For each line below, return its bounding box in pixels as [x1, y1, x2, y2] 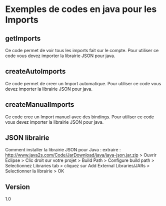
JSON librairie [5, 134, 49, 142]
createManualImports [5, 100, 74, 109]
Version [5, 182, 30, 191]
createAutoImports [5, 67, 66, 76]
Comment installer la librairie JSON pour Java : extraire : [5, 147, 121, 153]
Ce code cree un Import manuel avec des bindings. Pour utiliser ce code [5, 114, 154, 120]
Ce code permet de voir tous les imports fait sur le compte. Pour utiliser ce [5, 48, 159, 53]
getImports [5, 34, 41, 43]
